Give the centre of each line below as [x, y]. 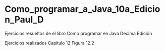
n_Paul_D [24, 20]
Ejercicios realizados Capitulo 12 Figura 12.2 [50, 43]
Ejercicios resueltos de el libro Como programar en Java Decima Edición [78, 33]
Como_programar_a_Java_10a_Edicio [82, 9]
